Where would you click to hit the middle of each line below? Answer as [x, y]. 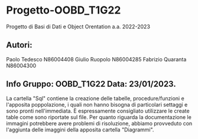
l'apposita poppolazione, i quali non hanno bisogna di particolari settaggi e [97, 104]
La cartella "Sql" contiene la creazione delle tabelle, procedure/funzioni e [95, 98]
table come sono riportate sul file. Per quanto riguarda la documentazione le [99, 117]
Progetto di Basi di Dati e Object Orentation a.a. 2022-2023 [78, 27]
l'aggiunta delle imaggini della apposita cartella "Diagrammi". [80, 130]
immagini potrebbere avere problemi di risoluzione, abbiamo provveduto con [99, 123]
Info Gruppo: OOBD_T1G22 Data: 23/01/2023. [91, 84]
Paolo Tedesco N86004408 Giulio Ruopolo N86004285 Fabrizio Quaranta [96, 59]
